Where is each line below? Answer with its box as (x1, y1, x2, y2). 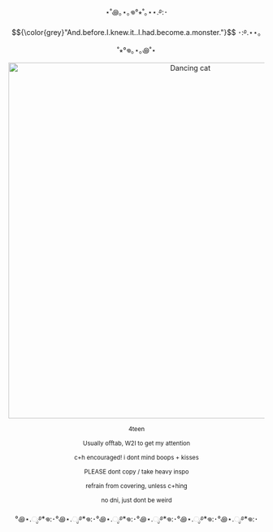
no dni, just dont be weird (101, 496, 172, 504)
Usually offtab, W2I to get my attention (82, 439, 191, 447)
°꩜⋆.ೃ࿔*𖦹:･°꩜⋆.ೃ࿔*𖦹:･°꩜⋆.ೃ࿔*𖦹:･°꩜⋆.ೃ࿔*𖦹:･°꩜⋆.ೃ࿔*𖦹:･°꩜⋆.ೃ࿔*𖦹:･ (15, 514, 258, 524)
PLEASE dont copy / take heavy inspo (84, 468, 189, 476)
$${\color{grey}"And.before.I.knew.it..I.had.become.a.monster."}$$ (11, 28, 236, 37)
